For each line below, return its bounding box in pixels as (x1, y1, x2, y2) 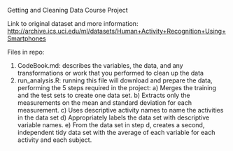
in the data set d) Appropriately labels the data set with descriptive (17, 113, 210, 122)
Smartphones (7, 34, 47, 43)
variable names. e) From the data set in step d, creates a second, (17, 121, 205, 129)
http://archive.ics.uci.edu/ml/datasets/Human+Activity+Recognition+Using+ (7, 27, 226, 35)
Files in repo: (7, 48, 45, 56)
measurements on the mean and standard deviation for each (17, 99, 192, 107)
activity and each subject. (17, 136, 92, 144)
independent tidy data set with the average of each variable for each (17, 129, 216, 136)
